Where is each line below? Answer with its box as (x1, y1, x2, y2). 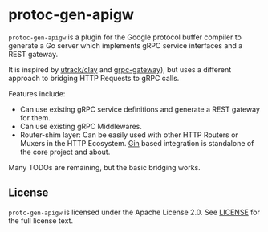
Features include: (8, 88, 66, 98)
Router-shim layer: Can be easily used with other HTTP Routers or (19, 130, 238, 140)
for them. (19, 112, 51, 122)
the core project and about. (19, 147, 111, 157)
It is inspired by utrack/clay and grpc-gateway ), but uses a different (8, 64, 232, 74)
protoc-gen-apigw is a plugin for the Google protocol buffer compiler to (8, 32, 242, 42)
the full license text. (8, 215, 74, 226)
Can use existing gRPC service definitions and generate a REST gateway (19, 104, 261, 114)
